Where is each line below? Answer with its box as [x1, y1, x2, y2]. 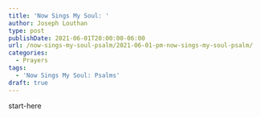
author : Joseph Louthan [8, 19, 88, 27]
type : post [8, 26, 45, 34]
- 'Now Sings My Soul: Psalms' [15, 71, 120, 79]
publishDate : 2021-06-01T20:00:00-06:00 [8, 34, 146, 42]
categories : [8, 49, 48, 57]
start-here [8, 101, 42, 111]
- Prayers [15, 57, 48, 65]
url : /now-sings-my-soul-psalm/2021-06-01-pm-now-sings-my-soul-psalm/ [8, 42, 253, 50]
